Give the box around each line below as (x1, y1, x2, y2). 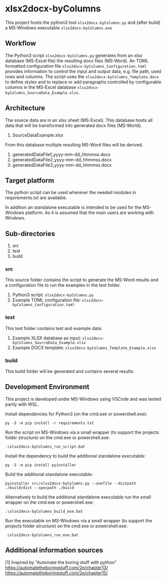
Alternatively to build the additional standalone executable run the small (5, 494, 151, 500)
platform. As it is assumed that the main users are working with (25, 210, 154, 216)
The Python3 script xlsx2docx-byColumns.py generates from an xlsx (5, 52, 143, 58)
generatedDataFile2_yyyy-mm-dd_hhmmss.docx (12, 156, 112, 162)
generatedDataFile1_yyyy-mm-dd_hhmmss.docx (12, 151, 111, 157)
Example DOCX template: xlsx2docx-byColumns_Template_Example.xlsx (12, 345, 157, 350)
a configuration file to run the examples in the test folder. (5, 282, 121, 288)
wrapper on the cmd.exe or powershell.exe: (5, 499, 94, 505)
